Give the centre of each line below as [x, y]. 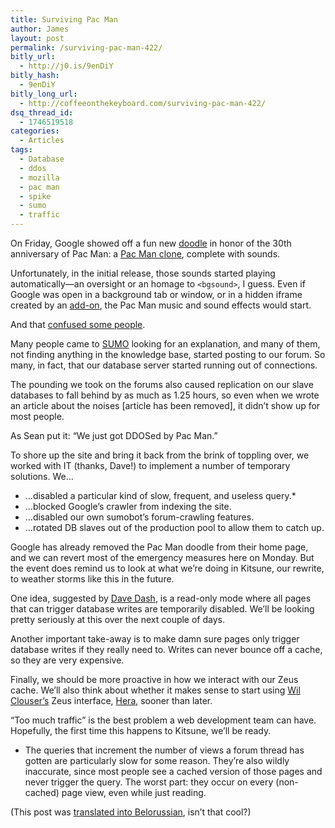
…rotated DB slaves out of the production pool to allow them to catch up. [174, 527]
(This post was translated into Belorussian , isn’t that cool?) [131, 812]
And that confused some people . [78, 324]
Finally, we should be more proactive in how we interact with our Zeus [154, 679]
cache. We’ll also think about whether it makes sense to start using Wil [155, 690]
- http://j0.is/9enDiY [66, 66]
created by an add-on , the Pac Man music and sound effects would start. [161, 305]
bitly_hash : [35, 76]
